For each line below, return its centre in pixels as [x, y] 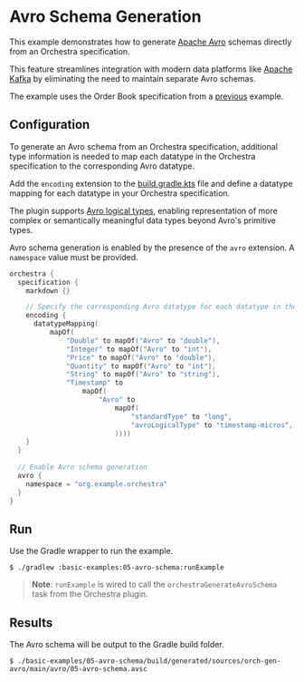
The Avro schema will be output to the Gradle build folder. [117, 644]
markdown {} [48, 291]
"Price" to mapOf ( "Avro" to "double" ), [142, 357]
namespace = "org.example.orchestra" [97, 484]
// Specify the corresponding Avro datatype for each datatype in [153, 307]
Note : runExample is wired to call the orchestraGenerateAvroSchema [154, 585]
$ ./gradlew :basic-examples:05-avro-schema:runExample [117, 568]
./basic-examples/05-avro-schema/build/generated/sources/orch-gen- [149, 661]
